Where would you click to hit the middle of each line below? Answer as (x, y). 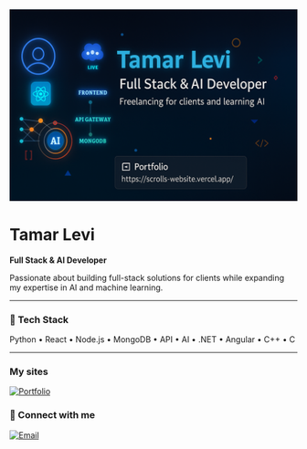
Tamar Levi (53, 234)
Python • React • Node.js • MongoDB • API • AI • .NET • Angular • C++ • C (152, 339)
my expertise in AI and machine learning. (86, 287)
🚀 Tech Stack (39, 319)
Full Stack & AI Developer (58, 260)
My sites (29, 371)
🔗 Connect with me (53, 415)
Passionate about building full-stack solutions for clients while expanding (147, 277)
